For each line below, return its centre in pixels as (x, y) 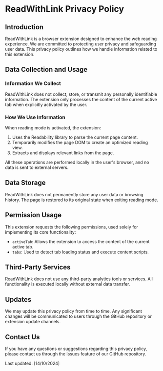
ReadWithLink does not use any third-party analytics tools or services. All (79, 279)
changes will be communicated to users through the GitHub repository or (79, 316)
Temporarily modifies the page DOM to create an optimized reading (80, 142)
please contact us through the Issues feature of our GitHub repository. (76, 354)
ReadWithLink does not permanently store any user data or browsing (74, 194)
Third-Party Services (38, 267)
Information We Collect (33, 83)
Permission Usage (33, 215)
